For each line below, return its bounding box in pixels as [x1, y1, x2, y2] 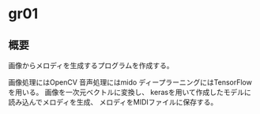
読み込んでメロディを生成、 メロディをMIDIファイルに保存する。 [8, 97, 218, 107]
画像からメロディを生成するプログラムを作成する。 [8, 61, 174, 70]
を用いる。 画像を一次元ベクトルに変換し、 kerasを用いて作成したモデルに [8, 88, 251, 97]
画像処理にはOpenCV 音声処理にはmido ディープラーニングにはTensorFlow [8, 78, 253, 87]
